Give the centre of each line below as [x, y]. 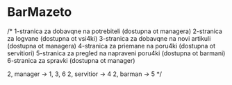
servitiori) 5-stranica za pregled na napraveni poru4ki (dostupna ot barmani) [116, 53]
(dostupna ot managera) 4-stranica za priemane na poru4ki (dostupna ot [111, 46]
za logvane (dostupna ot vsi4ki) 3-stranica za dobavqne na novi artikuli [109, 38]
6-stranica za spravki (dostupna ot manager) [71, 60]
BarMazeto [40, 12]
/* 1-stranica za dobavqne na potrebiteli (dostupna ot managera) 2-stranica [115, 31]
